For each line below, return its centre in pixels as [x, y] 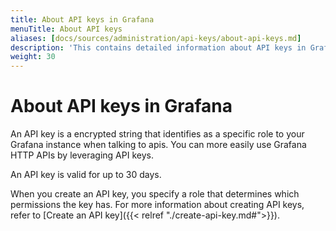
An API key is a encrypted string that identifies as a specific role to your [157, 134]
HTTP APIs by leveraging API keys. [82, 155]
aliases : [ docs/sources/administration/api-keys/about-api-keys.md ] [156, 38]
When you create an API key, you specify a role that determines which [155, 194]
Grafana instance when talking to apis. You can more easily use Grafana [158, 145]
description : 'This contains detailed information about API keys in [158, 47]
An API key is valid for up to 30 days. [86, 175]
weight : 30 [33, 57]
